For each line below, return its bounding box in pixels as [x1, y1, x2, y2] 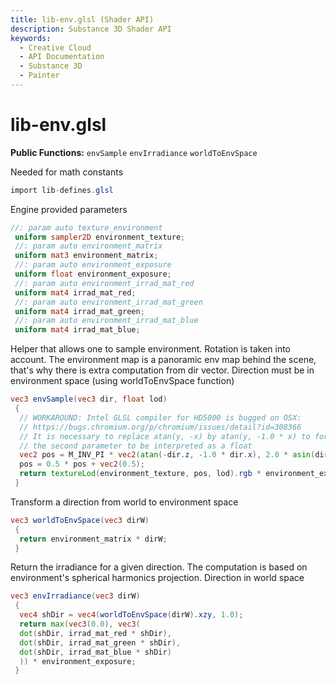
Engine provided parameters [10, 203, 128, 215]
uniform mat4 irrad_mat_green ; [14, 306, 145, 316]
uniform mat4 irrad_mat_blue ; [14, 325, 141, 335]
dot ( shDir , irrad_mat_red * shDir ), [19, 628, 172, 638]
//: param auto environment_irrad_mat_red [14, 278, 195, 288]
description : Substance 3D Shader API [10, 24, 172, 34]
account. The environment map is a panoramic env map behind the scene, [10, 354, 317, 366]
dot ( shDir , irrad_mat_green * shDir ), [19, 637, 182, 648]
